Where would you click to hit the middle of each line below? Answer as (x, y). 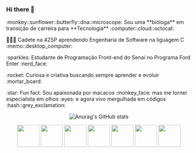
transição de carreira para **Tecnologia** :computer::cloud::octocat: (90, 28)
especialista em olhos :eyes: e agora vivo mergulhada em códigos (86, 99)
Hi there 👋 (21, 9)
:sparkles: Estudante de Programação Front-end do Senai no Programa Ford (98, 58)
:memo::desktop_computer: (39, 46)
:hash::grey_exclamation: (36, 105)
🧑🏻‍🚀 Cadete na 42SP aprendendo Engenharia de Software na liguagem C (95, 40)
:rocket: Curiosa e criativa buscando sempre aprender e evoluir (83, 75)
